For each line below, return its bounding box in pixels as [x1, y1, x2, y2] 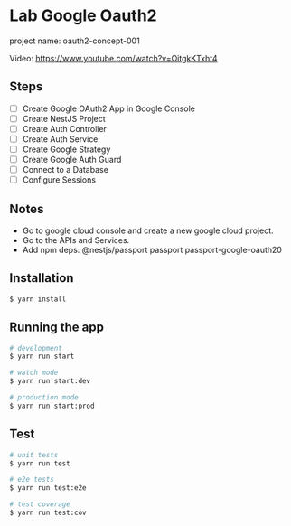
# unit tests [9, 450, 59, 459]
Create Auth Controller [22, 123, 107, 134]
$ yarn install [9, 295, 67, 304]
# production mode [9, 393, 79, 402]
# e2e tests [9, 475, 54, 484]
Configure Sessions [22, 174, 97, 185]
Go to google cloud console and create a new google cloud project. [22, 225, 274, 236]
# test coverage [9, 500, 70, 509]
